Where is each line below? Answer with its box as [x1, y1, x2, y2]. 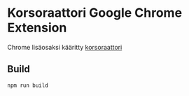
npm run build [7, 82, 49, 89]
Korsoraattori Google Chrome [7, 5, 183, 21]
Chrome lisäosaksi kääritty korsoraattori [7, 43, 122, 51]
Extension [7, 20, 67, 36]
